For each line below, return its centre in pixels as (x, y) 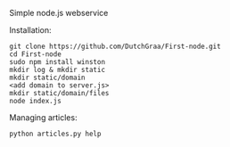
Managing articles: (43, 118)
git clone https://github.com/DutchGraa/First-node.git (115, 46)
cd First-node (36, 54)
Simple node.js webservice (59, 13)
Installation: (30, 30)
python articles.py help (55, 134)
